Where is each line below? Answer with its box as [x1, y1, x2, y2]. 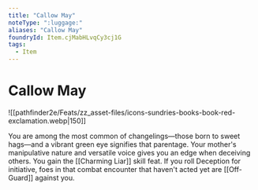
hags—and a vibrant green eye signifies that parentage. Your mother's [8, 139, 237, 149]
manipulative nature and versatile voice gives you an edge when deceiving [8, 148, 251, 157]
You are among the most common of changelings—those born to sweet [8, 131, 241, 141]
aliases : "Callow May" [8, 26, 83, 34]
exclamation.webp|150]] [8, 115, 87, 126]
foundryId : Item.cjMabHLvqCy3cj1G [8, 33, 122, 42]
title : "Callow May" [8, 11, 77, 20]
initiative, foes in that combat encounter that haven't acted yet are [8, 164, 222, 174]
